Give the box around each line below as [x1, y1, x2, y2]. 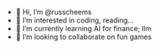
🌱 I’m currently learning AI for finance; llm [15, 24, 152, 33]
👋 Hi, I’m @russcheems [15, 8, 93, 16]
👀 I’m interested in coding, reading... [15, 16, 135, 25]
